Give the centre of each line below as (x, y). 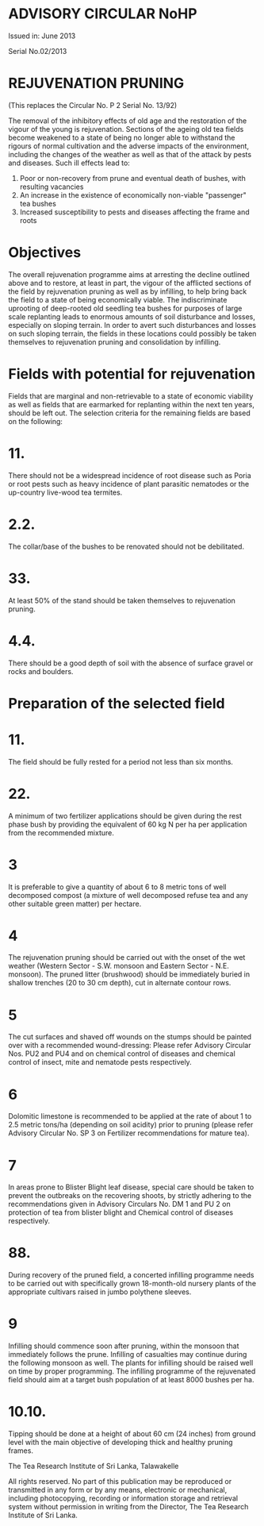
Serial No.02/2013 (38, 51)
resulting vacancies (52, 187)
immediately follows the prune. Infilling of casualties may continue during (128, 1355)
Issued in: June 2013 (42, 36)
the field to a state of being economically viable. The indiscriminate (118, 299)
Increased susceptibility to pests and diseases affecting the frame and (134, 212)
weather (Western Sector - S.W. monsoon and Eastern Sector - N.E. (119, 966)
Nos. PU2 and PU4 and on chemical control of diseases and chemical (122, 1054)
